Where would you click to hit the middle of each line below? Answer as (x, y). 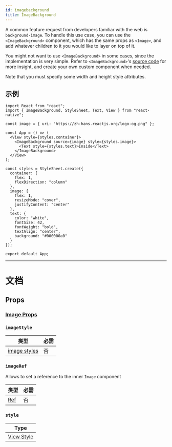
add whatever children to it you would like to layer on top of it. (70, 46)
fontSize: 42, (29, 223)
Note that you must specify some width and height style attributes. (76, 76)
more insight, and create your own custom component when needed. (78, 67)
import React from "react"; (35, 106)
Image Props (21, 314)
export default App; (27, 254)
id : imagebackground (27, 10)
